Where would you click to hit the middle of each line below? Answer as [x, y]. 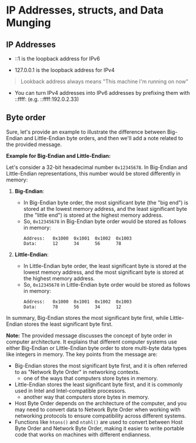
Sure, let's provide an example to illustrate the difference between [86, 132]
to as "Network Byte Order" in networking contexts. [77, 372]
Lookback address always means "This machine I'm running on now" [104, 81]
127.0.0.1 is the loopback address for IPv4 [64, 70]
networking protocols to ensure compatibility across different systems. [100, 415]
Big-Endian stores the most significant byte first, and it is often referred [101, 365]
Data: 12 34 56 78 [72, 243]
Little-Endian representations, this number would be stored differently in [93, 173]
